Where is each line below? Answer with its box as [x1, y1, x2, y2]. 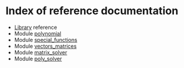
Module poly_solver [14, 55, 63, 62]
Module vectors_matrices [14, 43, 77, 50]
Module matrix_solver [14, 48, 67, 56]
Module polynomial [14, 30, 62, 37]
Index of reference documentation [5, 4, 179, 18]
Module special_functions [14, 36, 78, 43]
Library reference [14, 24, 57, 31]
